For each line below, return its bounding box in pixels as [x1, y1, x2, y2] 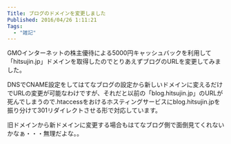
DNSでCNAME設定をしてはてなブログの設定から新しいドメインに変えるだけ [7, 80, 223, 89]
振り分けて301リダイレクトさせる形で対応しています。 [7, 106, 162, 115]
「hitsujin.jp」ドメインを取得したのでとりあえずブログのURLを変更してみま [7, 58, 221, 66]
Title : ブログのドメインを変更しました [7, 10, 106, 17]
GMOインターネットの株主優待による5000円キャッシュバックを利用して [7, 49, 212, 57]
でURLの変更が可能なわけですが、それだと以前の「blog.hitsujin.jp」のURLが [7, 89, 223, 97]
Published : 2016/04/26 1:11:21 [7, 16, 97, 23]
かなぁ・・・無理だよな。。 [7, 130, 83, 138]
